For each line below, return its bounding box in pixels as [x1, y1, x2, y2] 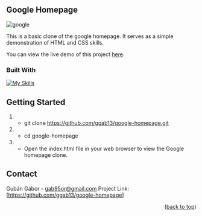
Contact [6, 169, 37, 179]
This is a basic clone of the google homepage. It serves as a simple [6, 33, 174, 40]
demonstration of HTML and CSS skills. [6, 39, 104, 46]
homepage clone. [24, 151, 68, 159]
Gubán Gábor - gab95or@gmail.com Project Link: [6, 185, 130, 192]
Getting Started [6, 97, 66, 107]
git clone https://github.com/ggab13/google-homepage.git [24, 119, 169, 126]
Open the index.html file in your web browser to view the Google [24, 145, 185, 152]
